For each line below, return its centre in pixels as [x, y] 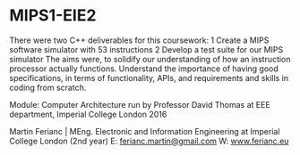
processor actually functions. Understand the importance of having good [144, 69]
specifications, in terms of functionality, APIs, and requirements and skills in [149, 77]
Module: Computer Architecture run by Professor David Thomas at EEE [140, 104]
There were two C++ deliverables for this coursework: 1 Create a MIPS [139, 40]
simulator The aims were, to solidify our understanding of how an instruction [150, 59]
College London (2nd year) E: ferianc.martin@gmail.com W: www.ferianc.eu [149, 141]
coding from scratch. [48, 87]
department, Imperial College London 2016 [88, 114]
